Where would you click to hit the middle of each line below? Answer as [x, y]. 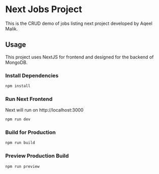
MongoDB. [17, 62]
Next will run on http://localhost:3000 [44, 110]
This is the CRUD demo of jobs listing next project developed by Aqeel [79, 23]
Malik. [12, 28]
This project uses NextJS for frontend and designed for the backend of [80, 57]
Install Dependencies [32, 76]
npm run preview [22, 166]
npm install [18, 86]
